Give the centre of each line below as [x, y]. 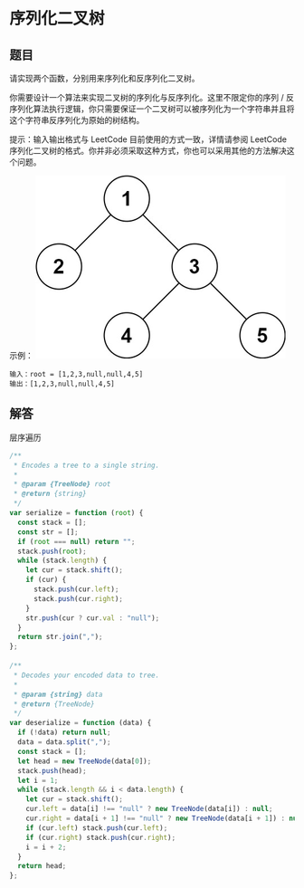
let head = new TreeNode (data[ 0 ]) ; [85, 761]
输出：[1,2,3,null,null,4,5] [62, 384]
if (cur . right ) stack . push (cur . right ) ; [101, 837]
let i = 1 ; [38, 780]
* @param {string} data [58, 694]
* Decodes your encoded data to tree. [86, 675]
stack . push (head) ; [52, 770]
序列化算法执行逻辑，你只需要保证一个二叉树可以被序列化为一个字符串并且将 [152, 109]
